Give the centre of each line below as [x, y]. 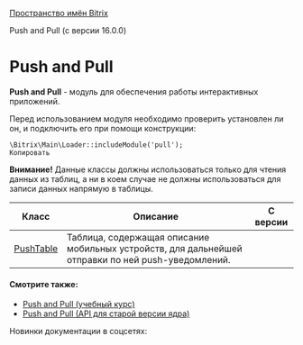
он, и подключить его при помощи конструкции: [103, 128]
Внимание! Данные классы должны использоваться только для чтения [148, 169]
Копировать [30, 152]
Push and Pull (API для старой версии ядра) [106, 313]
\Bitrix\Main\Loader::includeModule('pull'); [96, 145]
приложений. [35, 101]
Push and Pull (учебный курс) [78, 304]
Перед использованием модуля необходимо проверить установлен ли [147, 118]
